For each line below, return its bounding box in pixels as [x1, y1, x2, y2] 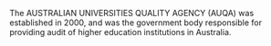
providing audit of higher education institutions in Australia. [9, 27, 232, 37]
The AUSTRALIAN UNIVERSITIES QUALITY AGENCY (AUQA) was [9, 8, 255, 18]
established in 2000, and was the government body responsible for [9, 17, 263, 28]
